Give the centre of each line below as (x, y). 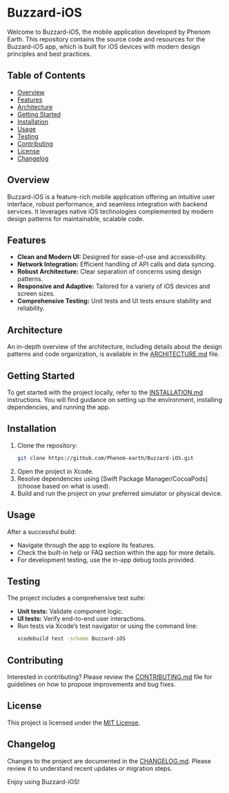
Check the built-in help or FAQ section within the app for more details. (116, 552)
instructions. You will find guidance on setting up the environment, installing (115, 400)
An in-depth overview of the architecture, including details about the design (115, 347)
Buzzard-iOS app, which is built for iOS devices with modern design (103, 46)
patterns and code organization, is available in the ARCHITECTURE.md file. (113, 354)
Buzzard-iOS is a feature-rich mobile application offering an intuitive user (111, 197)
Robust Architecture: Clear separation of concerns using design (109, 271)
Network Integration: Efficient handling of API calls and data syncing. (116, 265)
